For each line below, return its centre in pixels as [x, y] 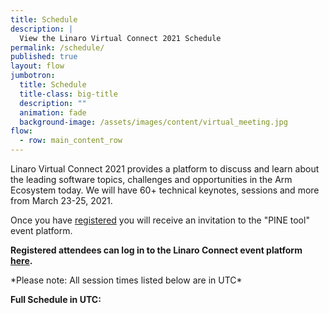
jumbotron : [33, 76]
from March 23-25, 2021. [61, 200]
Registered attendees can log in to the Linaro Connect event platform [156, 250]
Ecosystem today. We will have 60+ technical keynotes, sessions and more [165, 190]
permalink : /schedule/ [57, 47]
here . [21, 260]
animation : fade [53, 112]
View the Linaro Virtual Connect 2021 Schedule [120, 38]
